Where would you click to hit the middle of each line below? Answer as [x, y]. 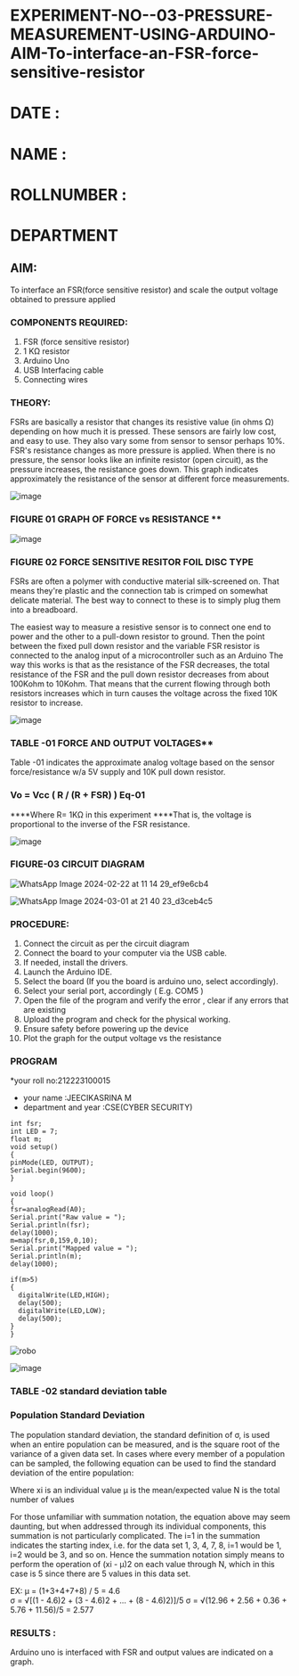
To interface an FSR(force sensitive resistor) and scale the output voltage [144, 290]
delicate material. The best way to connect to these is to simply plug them [145, 600]
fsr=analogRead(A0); [48, 1210]
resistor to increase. [47, 702]
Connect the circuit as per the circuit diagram [106, 944]
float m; [26, 1139]
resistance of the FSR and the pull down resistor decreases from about [140, 674]
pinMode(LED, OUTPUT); [52, 1163]
